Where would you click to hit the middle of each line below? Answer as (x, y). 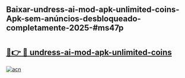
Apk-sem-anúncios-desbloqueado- (74, 19)
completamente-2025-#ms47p (65, 28)
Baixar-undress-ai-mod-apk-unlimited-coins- (93, 10)
